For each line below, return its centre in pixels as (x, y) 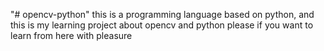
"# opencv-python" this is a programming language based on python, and (162, 14)
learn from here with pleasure (71, 35)
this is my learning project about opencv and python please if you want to (162, 25)
